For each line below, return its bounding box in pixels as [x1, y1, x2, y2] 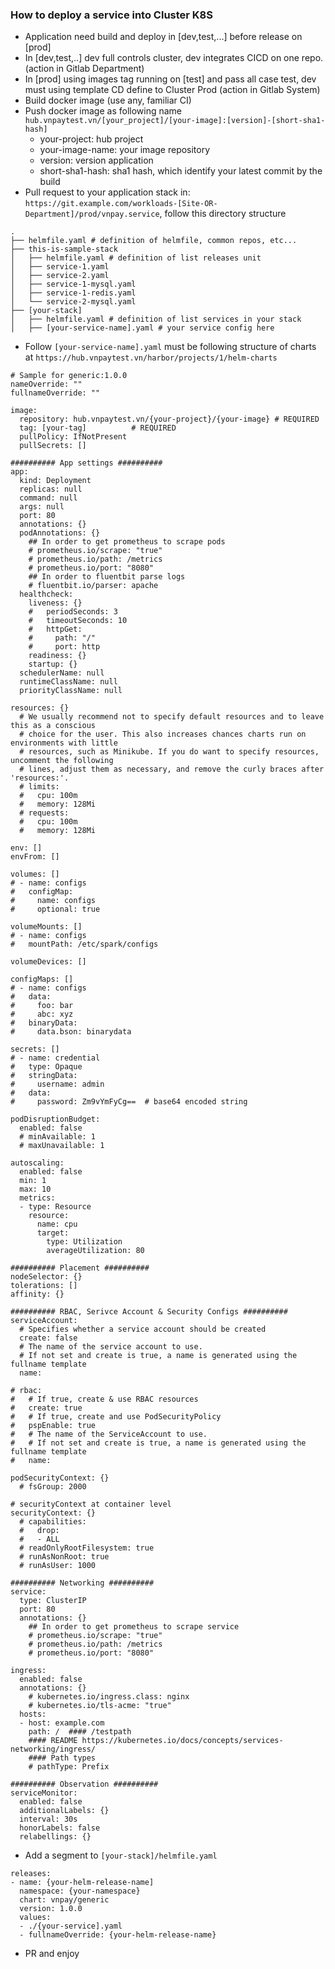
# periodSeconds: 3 [28, 607, 118, 617]
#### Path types [28, 1753, 97, 1763]
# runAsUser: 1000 [19, 1561, 97, 1571]
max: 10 [19, 1184, 52, 1195]
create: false [19, 1333, 78, 1343]
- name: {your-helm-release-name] [10, 1878, 155, 1888]
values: [19, 1913, 52, 1923]
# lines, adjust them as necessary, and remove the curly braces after [19, 764, 325, 775]
